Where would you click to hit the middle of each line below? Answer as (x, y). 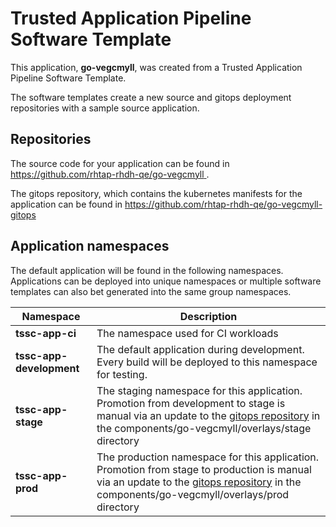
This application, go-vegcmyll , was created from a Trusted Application (156, 67)
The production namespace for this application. (208, 457)
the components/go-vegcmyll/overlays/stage (204, 428)
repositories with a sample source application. (105, 108)
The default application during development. (200, 349)
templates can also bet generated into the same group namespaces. (151, 291)
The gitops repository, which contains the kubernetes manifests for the (156, 193)
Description (208, 316)
